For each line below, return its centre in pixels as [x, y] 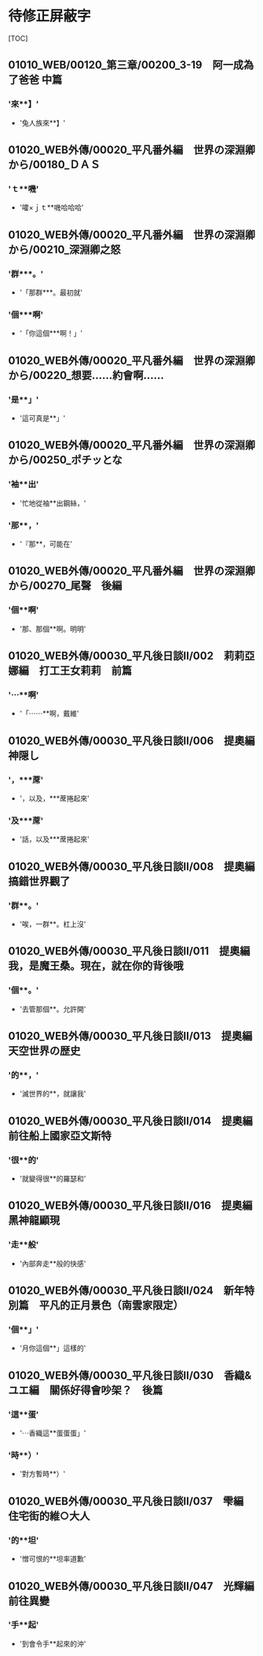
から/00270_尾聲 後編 [65, 586]
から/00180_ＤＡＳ [54, 165]
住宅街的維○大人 [49, 1516]
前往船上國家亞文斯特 [60, 1135]
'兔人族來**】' [42, 123]
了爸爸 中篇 [35, 80]
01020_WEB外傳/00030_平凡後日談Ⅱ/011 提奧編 [129, 951]
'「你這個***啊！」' [51, 333]
